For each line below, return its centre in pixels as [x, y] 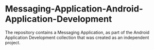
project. [13, 42]
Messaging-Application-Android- [74, 9]
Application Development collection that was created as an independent [77, 37]
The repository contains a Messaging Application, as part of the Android [77, 32]
